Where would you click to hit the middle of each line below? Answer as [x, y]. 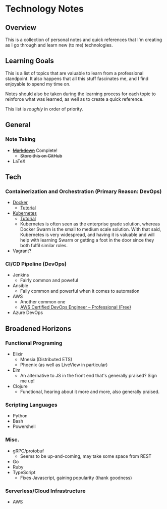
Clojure [20, 386]
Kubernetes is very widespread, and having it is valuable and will [87, 235]
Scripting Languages [31, 405]
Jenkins [21, 275]
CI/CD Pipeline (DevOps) [36, 264]
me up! [27, 381]
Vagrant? [22, 251]
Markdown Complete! [35, 150]
